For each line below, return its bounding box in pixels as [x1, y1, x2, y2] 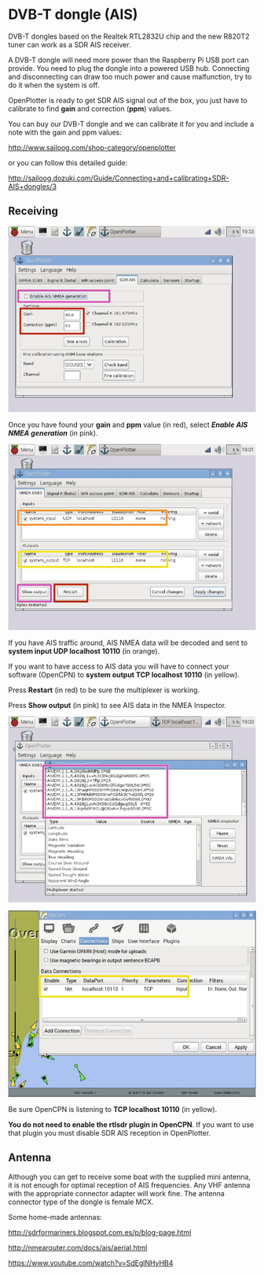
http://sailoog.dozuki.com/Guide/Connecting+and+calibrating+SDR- [8, 173, 229, 183]
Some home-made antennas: [8, 1212, 102, 1221]
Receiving [8, 205, 59, 218]
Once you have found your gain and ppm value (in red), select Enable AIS [8, 420, 248, 429]
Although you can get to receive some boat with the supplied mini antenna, [8, 1172, 251, 1181]
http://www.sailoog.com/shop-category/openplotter [8, 143, 177, 152]
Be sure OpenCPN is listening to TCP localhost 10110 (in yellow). [8, 1104, 218, 1114]
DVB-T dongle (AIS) [8, 6, 138, 24]
